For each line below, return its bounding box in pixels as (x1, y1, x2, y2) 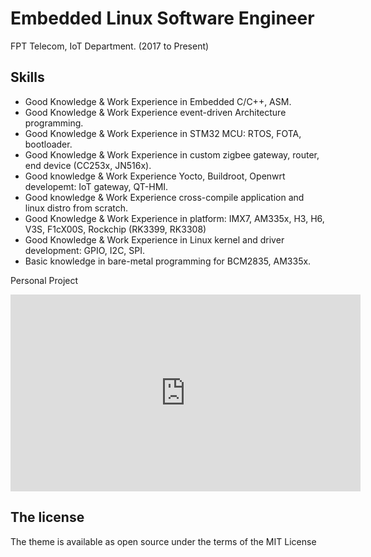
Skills (10, 69, 45, 86)
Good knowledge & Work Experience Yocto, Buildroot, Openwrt (24, 170, 286, 182)
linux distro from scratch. (24, 202, 129, 214)
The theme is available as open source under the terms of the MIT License (10, 535, 317, 547)
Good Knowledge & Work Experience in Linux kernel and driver (24, 233, 285, 246)
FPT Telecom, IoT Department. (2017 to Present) (10, 40, 210, 52)
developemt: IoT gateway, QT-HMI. (24, 180, 169, 192)
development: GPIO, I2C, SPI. (24, 244, 146, 256)
